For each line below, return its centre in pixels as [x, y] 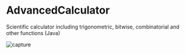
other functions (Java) [33, 33]
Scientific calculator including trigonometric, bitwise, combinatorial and [93, 27]
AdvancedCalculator [58, 10]
